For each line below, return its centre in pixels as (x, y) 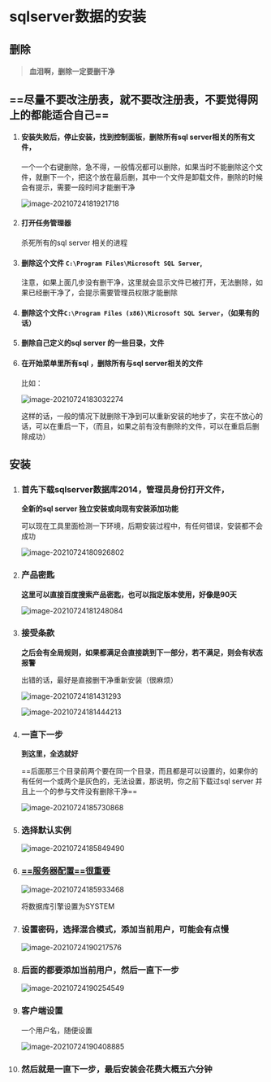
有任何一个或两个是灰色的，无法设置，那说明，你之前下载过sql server (137, 781)
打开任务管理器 (46, 223)
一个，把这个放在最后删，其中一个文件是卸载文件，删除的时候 (159, 177)
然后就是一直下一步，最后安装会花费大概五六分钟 (117, 1069)
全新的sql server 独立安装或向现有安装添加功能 (100, 508)
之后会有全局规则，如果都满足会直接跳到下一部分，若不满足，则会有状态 (142, 652)
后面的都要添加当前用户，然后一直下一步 (100, 970)
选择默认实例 (46, 831)
